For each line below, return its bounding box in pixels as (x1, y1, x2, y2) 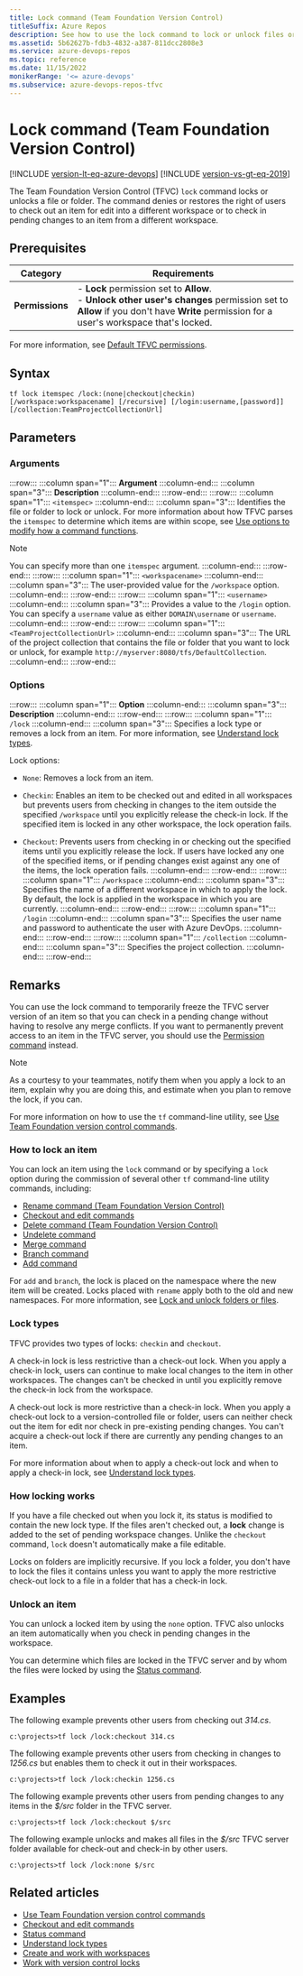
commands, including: (9, 1183, 92, 1194)
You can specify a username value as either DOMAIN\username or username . (9, 608, 277, 619)
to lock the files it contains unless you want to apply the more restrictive (9, 1565, 277, 1576)
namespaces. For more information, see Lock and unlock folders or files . (9, 1295, 280, 1306)
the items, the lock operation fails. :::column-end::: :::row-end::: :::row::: (22, 865, 287, 876)
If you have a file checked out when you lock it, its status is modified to (9, 1510, 273, 1520)
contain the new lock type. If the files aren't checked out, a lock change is (9, 1519, 285, 1530)
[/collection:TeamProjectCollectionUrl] (9, 405, 164, 415)
